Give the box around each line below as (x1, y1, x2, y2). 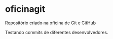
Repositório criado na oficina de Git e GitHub (5, 20, 96, 26)
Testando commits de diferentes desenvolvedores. (5, 29, 109, 35)
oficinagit (5, 3, 45, 15)
